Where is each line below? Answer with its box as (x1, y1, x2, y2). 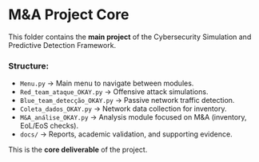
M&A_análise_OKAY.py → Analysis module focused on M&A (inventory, (19, 113, 247, 122)
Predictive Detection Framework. (8, 40, 117, 49)
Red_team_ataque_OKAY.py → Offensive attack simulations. (19, 87, 209, 97)
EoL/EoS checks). (19, 121, 78, 131)
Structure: (8, 60, 50, 71)
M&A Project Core (8, 6, 129, 24)
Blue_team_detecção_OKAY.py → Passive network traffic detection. (19, 96, 235, 105)
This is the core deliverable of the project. (8, 145, 148, 155)
